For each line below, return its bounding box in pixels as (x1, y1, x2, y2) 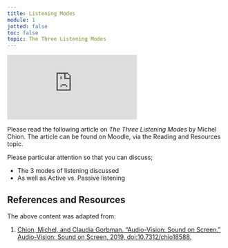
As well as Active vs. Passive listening (17, 174, 126, 183)
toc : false (7, 29, 39, 37)
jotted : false (7, 23, 48, 30)
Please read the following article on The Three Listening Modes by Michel (7, 125, 217, 134)
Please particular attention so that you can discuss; (7, 153, 153, 162)
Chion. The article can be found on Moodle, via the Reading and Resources (7, 132, 221, 141)
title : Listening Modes (7, 10, 76, 17)
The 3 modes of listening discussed (17, 167, 120, 175)
